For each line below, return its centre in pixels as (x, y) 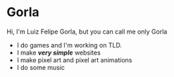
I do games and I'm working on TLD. (69, 45)
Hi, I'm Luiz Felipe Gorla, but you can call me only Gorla (87, 31)
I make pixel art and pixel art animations (74, 59)
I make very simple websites (59, 52)
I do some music (41, 67)
